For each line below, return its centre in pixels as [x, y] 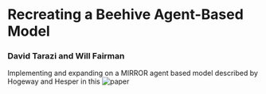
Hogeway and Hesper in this [54, 81]
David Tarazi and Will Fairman [66, 56]
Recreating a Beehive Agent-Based [125, 15]
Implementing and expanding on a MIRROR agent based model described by [133, 73]
